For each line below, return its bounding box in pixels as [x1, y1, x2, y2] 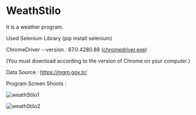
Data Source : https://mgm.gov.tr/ [6, 68, 87, 75]
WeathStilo [6, 4, 61, 18]
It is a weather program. [6, 23, 64, 30]
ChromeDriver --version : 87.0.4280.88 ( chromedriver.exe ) [6, 46, 147, 53]
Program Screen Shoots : [6, 80, 67, 87]
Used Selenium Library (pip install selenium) [6, 34, 112, 41]
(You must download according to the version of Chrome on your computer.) [6, 57, 191, 64]
